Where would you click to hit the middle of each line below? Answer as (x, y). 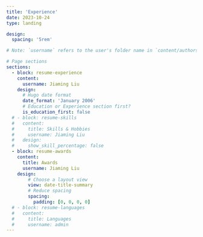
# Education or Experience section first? (76, 106)
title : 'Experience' (32, 12)
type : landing (24, 23)
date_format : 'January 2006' (59, 101)
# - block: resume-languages (48, 207)
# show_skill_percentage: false (58, 146)
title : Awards (40, 163)
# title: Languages (41, 219)
